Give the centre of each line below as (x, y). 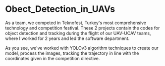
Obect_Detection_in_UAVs (60, 9)
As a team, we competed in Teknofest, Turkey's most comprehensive (76, 23)
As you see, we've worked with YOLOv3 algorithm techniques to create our (82, 48)
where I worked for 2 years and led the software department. (67, 38)
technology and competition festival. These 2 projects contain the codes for (82, 28)
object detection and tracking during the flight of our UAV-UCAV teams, (78, 33)
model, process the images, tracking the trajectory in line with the (72, 53)
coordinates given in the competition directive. (53, 58)
